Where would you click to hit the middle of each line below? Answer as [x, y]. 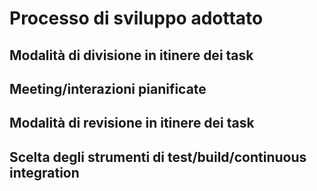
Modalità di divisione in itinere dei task [131, 55]
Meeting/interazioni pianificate [108, 88]
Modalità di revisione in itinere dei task [132, 123]
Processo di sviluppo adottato [136, 18]
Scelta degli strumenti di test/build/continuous [158, 157]
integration [44, 172]
